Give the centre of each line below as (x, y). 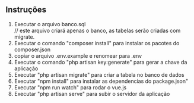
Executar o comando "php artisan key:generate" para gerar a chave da (101, 62)
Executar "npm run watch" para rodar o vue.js (70, 87)
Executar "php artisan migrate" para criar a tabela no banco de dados (99, 74)
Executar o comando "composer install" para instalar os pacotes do (97, 43)
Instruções (26, 10)
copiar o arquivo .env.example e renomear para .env (78, 55)
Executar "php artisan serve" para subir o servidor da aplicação (92, 93)
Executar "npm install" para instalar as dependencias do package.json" (101, 81)
